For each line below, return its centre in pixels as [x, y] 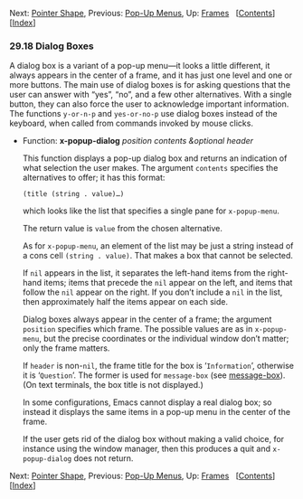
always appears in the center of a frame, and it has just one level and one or [151, 75]
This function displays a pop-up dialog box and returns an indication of [155, 158]
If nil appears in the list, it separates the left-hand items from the [144, 273]
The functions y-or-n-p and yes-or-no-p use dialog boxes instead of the [143, 114]
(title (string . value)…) [73, 194]
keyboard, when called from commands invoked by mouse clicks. [131, 123]
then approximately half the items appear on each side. [125, 302]
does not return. [104, 458]
